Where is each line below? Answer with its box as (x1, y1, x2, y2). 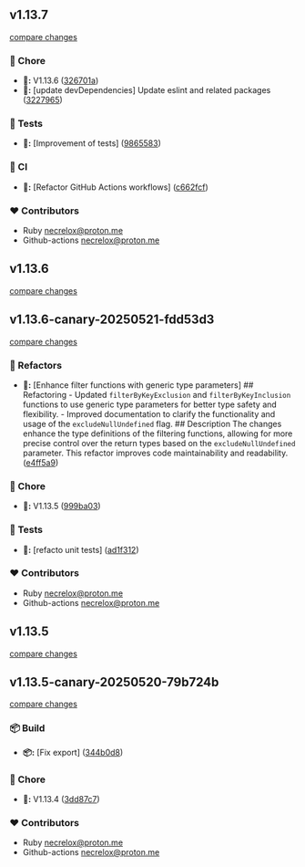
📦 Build (9, 722, 46, 735)
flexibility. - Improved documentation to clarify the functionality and (22, 408, 276, 419)
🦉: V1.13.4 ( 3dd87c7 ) (22, 794, 100, 805)
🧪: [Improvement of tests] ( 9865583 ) (22, 138, 161, 149)
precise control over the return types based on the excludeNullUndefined (22, 437, 296, 448)
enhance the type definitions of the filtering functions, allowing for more (22, 428, 293, 439)
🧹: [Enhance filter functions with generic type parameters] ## (22, 379, 254, 391)
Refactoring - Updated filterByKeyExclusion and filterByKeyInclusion (22, 389, 291, 400)
